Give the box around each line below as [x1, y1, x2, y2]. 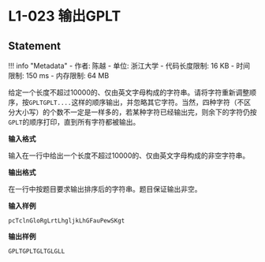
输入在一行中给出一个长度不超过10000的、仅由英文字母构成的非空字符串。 [8, 151, 250, 160]
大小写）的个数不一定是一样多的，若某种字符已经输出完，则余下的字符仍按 [14, 107, 257, 117]
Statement [8, 39, 62, 52]
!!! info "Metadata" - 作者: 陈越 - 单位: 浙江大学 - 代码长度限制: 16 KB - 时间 [8, 61, 251, 70]
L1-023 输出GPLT [8, 7, 121, 25]
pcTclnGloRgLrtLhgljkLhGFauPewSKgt [8, 217, 125, 225]
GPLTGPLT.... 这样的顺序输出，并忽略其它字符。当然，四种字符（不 [28, 98, 244, 107]
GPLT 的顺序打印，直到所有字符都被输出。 [8, 118, 140, 126]
